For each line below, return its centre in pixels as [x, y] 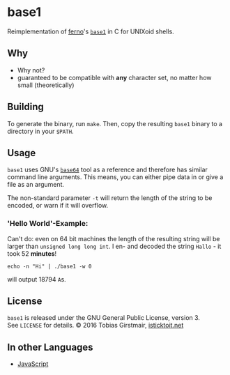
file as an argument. [36, 185]
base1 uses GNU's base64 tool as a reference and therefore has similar [107, 170]
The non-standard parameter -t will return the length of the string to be [110, 198]
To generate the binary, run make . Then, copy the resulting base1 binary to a [115, 123]
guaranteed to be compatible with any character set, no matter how [114, 77]
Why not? [31, 70]
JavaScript [33, 364]
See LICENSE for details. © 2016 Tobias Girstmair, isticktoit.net [95, 326]
